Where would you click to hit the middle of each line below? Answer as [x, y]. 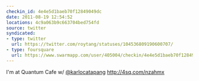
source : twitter [26, 28]
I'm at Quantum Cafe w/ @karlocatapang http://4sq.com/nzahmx [85, 72]
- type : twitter [26, 39]
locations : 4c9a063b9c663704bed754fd [53, 22]
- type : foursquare [30, 50]
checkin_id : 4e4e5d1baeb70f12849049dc [54, 11]
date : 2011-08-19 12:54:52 [39, 17]
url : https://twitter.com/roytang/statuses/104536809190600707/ [92, 45]
